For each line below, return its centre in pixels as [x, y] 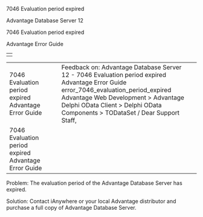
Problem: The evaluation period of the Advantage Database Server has [94, 183]
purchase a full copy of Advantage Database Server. [72, 208]
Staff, [69, 120]
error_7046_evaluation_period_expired [116, 90]
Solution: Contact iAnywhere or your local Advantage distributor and [91, 201]
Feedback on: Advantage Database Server [121, 67]
